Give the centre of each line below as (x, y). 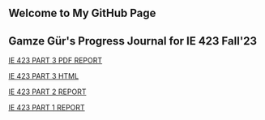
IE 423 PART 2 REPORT (47, 92)
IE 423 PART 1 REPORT (47, 108)
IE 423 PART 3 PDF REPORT (56, 61)
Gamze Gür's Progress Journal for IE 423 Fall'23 (133, 41)
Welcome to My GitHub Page (82, 13)
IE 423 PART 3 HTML (44, 76)
